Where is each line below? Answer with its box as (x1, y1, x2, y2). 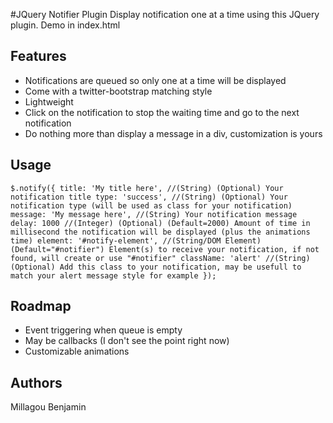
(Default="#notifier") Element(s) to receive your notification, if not (10, 244, 320, 254)
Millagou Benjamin (10, 401, 87, 413)
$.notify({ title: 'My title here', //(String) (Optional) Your (10, 183, 284, 193)
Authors (10, 374, 63, 391)
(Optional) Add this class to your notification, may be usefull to (10, 262, 302, 272)
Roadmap (10, 298, 72, 315)
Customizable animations (24, 345, 130, 358)
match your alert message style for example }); (10, 270, 217, 281)
